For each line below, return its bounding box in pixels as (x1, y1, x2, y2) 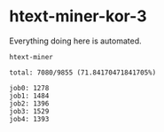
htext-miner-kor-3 (9, 6, 147, 27)
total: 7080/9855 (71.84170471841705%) (9, 68, 157, 77)
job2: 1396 (9, 99, 50, 108)
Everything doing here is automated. (9, 35, 142, 46)
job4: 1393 (9, 114, 50, 123)
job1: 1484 (9, 91, 50, 100)
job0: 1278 (9, 83, 50, 92)
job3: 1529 (9, 106, 50, 116)
